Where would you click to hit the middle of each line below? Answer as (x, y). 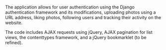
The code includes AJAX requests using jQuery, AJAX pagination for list (79, 32)
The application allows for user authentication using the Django (70, 7)
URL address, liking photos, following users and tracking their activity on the (83, 17)
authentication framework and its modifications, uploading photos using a (81, 12)
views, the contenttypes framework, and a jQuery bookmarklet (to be (76, 37)
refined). (14, 43)
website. (14, 23)
